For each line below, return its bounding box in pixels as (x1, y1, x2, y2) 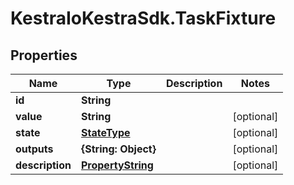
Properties (10, 47, 78, 64)
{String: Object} (80, 142, 157, 156)
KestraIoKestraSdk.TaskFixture (10, 7, 277, 30)
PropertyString (80, 158, 154, 172)
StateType (80, 126, 131, 139)
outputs (15, 142, 54, 156)
